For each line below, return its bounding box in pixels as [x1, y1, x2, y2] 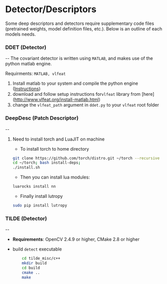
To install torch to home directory [20, 146, 89, 152]
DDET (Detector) [5, 44, 46, 51]
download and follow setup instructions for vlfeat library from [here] [12, 91, 155, 97]
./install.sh [12, 165, 40, 170]
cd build [22, 265, 40, 270]
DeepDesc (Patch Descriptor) [5, 115, 79, 122]
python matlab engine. [5, 61, 52, 67]
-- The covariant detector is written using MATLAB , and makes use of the [5, 55, 153, 61]
